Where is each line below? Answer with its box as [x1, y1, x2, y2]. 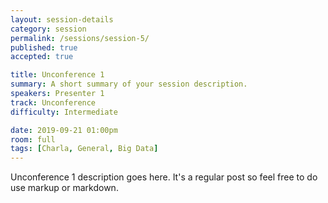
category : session [10, 24, 87, 34]
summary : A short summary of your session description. [10, 79, 248, 90]
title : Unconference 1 [10, 70, 105, 80]
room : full [10, 134, 56, 145]
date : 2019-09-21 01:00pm [10, 125, 118, 135]
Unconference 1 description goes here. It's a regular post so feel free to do [10, 171, 318, 183]
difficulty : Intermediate [10, 107, 118, 117]
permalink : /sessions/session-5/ [10, 33, 150, 43]
